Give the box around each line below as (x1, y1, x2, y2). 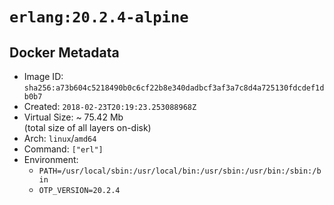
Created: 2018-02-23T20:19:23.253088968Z (23, 101, 197, 112)
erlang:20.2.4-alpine (9, 8, 189, 27)
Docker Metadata (9, 44, 120, 61)
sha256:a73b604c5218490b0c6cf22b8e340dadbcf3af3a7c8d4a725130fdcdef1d (23, 83, 325, 93)
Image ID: (23, 71, 64, 82)
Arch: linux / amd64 (23, 133, 97, 144)
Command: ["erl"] (23, 143, 104, 155)
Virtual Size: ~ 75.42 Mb (23, 111, 124, 123)
